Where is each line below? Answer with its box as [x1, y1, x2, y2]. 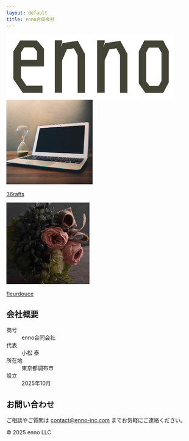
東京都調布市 [21, 364, 54, 372]
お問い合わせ [6, 399, 55, 409]
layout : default [6, 10, 48, 16]
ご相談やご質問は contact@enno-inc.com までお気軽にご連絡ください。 [6, 417, 186, 424]
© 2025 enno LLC [6, 429, 52, 436]
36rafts [6, 190, 24, 197]
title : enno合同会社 [6, 16, 55, 23]
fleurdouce [6, 290, 34, 297]
